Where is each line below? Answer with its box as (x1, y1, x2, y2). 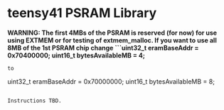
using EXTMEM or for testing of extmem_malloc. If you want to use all (7, 35, 217, 44)
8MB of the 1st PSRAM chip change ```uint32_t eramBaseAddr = (7, 43, 199, 52)
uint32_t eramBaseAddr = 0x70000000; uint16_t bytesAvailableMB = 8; (7, 77, 215, 86)
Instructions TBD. (7, 97, 62, 104)
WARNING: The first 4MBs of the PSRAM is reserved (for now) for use (7, 28, 218, 37)
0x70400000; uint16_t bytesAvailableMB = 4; (7, 51, 146, 60)
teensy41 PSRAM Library (7, 5, 157, 21)
